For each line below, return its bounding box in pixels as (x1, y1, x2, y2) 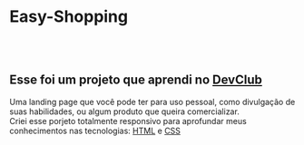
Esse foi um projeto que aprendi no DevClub (9, 72, 263, 88)
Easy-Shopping (9, 6, 129, 27)
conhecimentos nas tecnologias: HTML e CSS (9, 125, 181, 136)
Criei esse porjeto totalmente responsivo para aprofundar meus (9, 115, 247, 126)
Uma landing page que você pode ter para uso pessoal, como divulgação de (9, 96, 296, 107)
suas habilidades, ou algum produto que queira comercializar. (9, 106, 240, 117)
